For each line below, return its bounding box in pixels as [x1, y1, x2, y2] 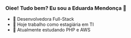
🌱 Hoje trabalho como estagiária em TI [12, 21, 94, 27]
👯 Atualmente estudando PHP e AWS [12, 27, 91, 33]
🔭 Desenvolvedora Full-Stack [12, 16, 74, 22]
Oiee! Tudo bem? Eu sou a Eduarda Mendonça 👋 [5, 5, 127, 12]
